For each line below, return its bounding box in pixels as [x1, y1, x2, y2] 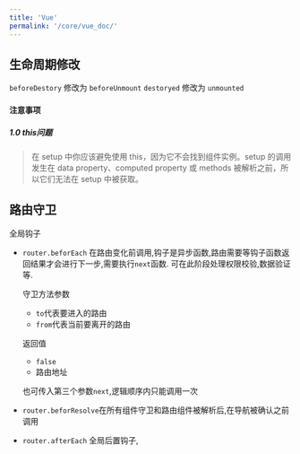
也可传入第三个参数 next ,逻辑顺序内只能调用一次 [21, 385, 199, 396]
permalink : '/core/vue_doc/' [9, 22, 118, 31]
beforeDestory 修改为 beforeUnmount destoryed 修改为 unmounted [9, 83, 244, 93]
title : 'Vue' [9, 13, 58, 22]
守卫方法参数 [21, 288, 70, 299]
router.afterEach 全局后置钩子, [21, 434, 139, 445]
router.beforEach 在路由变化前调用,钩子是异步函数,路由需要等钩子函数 [21, 247, 282, 258]
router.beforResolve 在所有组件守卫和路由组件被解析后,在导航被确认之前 [21, 405, 289, 415]
